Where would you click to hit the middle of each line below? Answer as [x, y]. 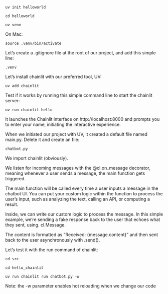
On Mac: [14, 34]
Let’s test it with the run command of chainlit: [52, 250]
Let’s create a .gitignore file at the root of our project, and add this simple [81, 53]
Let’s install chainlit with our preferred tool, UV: [53, 77]
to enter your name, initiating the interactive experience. [63, 124]
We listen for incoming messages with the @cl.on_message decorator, [78, 168]
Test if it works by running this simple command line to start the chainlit [79, 95]
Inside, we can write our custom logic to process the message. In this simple [84, 214]
